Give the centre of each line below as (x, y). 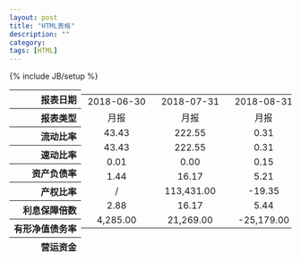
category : (28, 42)
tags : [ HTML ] (34, 51)
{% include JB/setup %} (54, 76)
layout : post (34, 17)
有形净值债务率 (46, 229)
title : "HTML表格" (42, 26)
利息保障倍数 (50, 211)
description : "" (39, 34)
